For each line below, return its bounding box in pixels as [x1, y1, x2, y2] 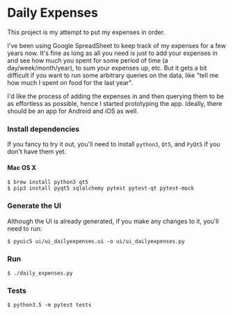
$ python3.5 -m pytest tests [7, 302, 92, 309]
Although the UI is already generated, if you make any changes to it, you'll [7, 217, 219, 225]
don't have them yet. [7, 148, 67, 156]
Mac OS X [7, 163, 37, 171]
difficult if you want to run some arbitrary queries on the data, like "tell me [7, 71, 219, 79]
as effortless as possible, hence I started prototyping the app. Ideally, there [7, 99, 223, 107]
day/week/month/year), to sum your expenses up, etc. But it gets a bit [7, 63, 207, 72]
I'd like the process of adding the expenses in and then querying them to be [7, 92, 225, 100]
